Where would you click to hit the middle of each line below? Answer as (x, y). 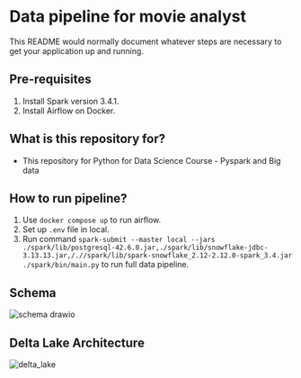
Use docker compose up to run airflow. (92, 220)
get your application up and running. (76, 50)
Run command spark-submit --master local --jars (119, 239)
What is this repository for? (88, 139)
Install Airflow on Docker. (69, 111)
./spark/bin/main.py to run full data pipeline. (106, 265)
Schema (33, 293)
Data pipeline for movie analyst (128, 17)
